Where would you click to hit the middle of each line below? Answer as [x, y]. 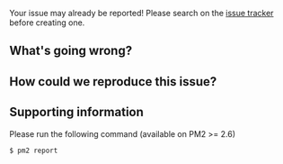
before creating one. [47, 23]
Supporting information [76, 112]
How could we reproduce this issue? [113, 82]
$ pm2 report [34, 150]
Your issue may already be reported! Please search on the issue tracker [141, 13]
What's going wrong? [71, 51]
